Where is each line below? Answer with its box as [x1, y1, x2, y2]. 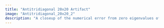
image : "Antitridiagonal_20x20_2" [5, 11, 76, 16]
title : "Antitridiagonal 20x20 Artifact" [5, 7, 91, 12]
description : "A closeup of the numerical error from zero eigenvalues [5, 16, 154, 20]
